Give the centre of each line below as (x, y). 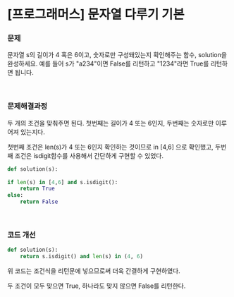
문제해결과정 (27, 107)
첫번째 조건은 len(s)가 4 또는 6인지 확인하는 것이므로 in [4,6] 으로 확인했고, (110, 147)
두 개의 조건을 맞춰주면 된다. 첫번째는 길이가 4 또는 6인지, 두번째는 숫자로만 (111, 123)
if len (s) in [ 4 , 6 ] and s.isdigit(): (63, 182)
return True (37, 189)
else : (15, 195)
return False (39, 202)
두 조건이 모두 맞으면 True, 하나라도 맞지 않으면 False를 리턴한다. (97, 286)
